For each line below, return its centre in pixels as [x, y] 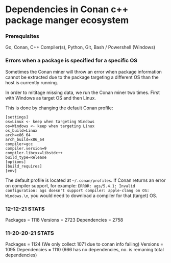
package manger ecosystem [67, 20]
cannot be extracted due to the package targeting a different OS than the [82, 77]
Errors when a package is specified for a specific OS [71, 61]
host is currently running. [32, 82]
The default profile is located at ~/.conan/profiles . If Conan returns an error [86, 180]
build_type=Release [26, 157]
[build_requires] [24, 166]
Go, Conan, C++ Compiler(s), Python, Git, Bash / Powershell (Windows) [80, 47]
